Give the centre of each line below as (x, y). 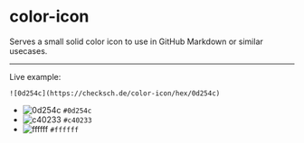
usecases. (28, 50)
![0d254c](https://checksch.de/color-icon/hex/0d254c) (115, 93)
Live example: (35, 76)
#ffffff (65, 130)
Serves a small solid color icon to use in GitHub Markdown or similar (137, 41)
